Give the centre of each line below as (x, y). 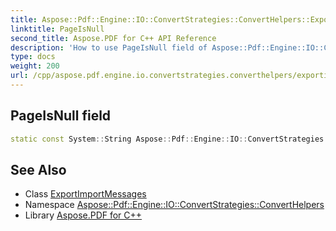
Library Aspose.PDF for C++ (83, 215)
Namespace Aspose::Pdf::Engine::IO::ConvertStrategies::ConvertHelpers (174, 205)
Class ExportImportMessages (85, 194)
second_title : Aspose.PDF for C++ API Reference (113, 38)
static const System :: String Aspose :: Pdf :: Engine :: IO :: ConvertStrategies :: (171, 139)
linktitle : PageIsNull (57, 29)
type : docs (33, 57)
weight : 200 (35, 66)
